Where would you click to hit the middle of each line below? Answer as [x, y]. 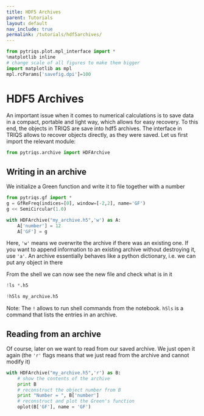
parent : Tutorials [30, 18]
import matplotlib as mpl [39, 68]
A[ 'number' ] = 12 [39, 226]
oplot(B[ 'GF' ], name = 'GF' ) [54, 407]
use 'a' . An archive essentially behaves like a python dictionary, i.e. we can [101, 256]
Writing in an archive [47, 172]
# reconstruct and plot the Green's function [76, 401]
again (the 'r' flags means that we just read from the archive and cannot [98, 355]
